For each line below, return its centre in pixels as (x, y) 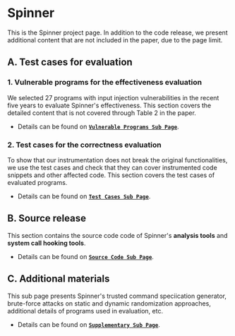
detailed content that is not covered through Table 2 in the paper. (102, 113)
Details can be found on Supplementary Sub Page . (89, 324)
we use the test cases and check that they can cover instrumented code (112, 167)
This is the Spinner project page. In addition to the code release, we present (117, 32)
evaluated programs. (37, 182)
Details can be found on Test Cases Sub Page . (84, 196)
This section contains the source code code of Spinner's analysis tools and (117, 235)
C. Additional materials (59, 279)
